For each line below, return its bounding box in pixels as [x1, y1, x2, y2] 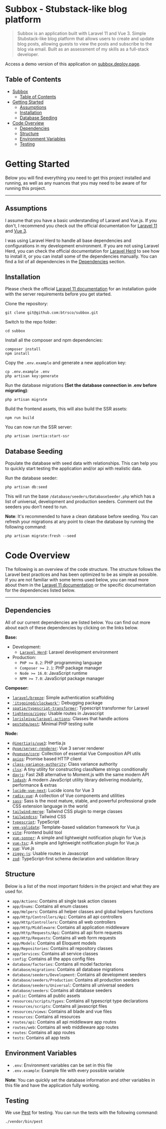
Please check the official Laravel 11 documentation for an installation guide [5, 286, 157, 292]
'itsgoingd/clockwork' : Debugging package [12, 700, 103, 706]
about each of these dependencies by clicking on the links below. [5, 624, 138, 630]
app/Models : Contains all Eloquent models [12, 940, 96, 946]
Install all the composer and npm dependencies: [5, 337, 103, 343]
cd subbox [5, 329, 26, 333]
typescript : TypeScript [12, 819, 60, 825]
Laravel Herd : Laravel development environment [19, 649, 119, 655]
